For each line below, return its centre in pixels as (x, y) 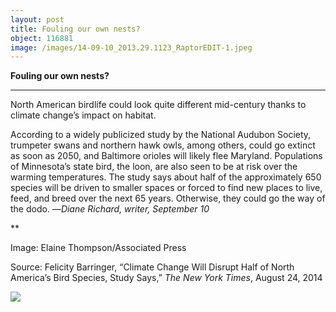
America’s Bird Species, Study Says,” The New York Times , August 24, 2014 (166, 278)
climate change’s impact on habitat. (83, 115)
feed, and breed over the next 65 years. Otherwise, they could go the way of (168, 198)
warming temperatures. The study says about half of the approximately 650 (166, 177)
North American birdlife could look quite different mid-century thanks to (158, 105)
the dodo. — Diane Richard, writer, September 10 (110, 209)
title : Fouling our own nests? (75, 29)
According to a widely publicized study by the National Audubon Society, (161, 135)
